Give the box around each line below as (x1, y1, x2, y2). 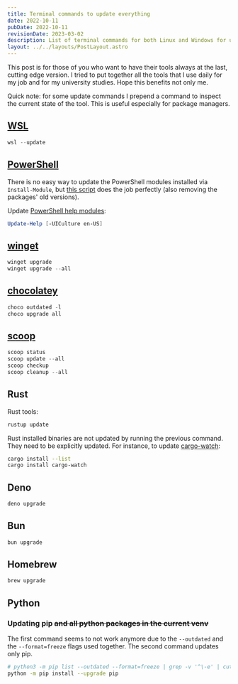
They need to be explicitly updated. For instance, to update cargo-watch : (7, 442, 221, 450)
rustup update (7, 421, 50, 428)
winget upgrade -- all (7, 265, 72, 272)
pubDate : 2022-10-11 (7, 23, 69, 31)
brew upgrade (7, 577, 46, 584)
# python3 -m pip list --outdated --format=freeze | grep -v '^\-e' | (7, 663, 220, 670)
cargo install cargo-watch (7, 461, 87, 469)
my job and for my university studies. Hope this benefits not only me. (7, 78, 209, 86)
